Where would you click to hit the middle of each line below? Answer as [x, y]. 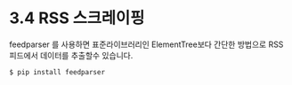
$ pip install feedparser [57, 72]
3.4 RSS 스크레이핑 [77, 18]
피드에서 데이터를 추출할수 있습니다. [71, 55]
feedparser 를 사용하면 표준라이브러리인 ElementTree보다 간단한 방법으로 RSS [146, 44]
